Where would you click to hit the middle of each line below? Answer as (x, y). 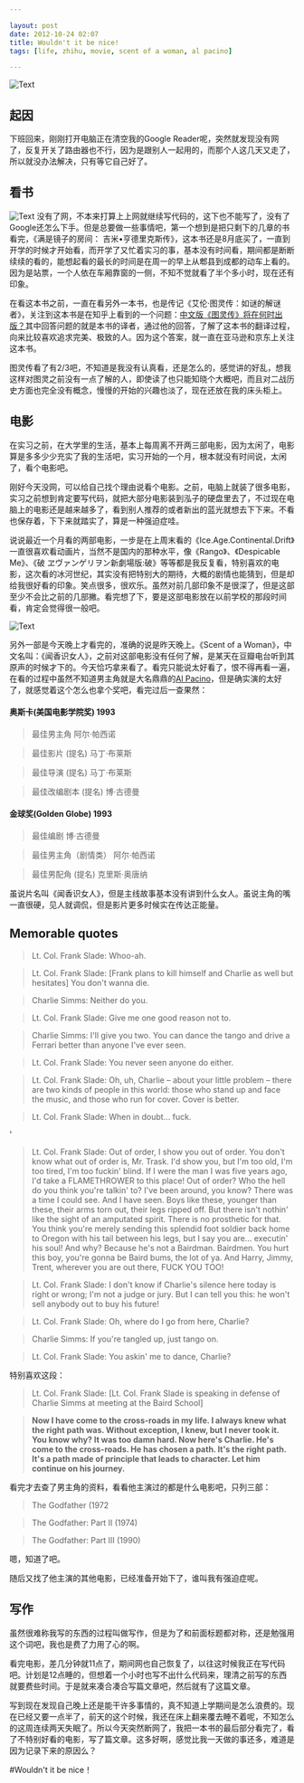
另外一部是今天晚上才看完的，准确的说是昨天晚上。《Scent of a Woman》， (147, 644)
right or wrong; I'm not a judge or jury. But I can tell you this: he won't (161, 1294)
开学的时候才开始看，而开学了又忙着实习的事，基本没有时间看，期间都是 (144, 250)
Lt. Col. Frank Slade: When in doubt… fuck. (111, 1116)
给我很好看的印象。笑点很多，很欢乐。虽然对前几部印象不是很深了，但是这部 (152, 585)
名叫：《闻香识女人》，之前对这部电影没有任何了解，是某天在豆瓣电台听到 (152, 656)
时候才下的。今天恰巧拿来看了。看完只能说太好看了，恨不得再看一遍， (164, 667)
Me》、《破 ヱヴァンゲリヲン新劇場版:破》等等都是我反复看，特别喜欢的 (140, 563)
